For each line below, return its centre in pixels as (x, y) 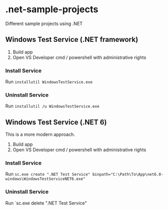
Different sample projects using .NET (44, 24)
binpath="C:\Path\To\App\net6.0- (128, 175)
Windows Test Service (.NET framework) (72, 40)
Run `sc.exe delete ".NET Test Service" (46, 203)
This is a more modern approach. (40, 134)
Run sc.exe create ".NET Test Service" (48, 174)
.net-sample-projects (52, 9)
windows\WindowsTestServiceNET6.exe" (45, 179)
